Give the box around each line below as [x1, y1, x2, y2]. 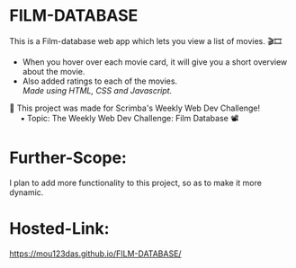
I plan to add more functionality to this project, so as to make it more [9, 177, 263, 188]
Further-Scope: [9, 147, 128, 168]
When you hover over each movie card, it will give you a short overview [22, 56, 288, 67]
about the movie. [22, 66, 85, 76]
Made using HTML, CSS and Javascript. [22, 85, 173, 95]
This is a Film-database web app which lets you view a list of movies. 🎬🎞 [9, 35, 283, 46]
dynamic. [9, 186, 44, 198]
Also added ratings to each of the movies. [22, 76, 178, 86]
